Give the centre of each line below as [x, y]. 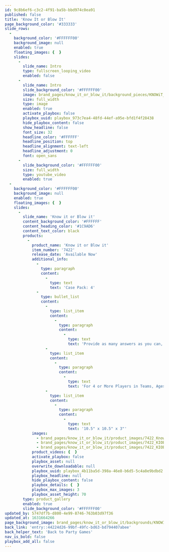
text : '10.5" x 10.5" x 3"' [97, 429]
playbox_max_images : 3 [55, 490]
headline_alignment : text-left [56, 146]
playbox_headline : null [57, 476]
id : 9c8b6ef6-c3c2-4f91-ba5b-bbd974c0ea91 [50, 10]
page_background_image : [30, 523]
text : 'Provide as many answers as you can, [116, 344]
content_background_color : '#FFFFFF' [62, 222]
